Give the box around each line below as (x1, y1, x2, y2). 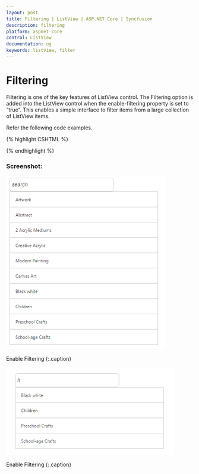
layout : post (6, 10, 39, 16)
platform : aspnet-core (6, 29, 62, 35)
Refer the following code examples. (6, 124, 93, 131)
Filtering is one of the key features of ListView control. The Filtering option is (6, 93, 194, 101)
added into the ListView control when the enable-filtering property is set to (6, 100, 189, 107)
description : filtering (6, 22, 65, 28)
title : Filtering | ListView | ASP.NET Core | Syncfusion (6, 16, 153, 22)
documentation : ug (6, 41, 52, 47)
